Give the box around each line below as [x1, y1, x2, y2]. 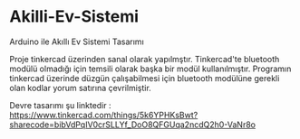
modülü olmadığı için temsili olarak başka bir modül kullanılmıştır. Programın [9, 63, 292, 74]
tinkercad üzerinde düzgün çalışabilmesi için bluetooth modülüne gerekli [9, 72, 280, 83]
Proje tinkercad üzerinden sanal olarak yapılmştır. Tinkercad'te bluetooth [9, 53, 280, 64]
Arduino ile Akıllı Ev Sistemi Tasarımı [9, 36, 145, 47]
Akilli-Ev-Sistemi [9, 6, 139, 27]
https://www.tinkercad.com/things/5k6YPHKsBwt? [9, 109, 198, 120]
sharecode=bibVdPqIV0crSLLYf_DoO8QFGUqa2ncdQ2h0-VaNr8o [9, 119, 256, 130]
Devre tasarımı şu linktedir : [9, 99, 111, 110]
